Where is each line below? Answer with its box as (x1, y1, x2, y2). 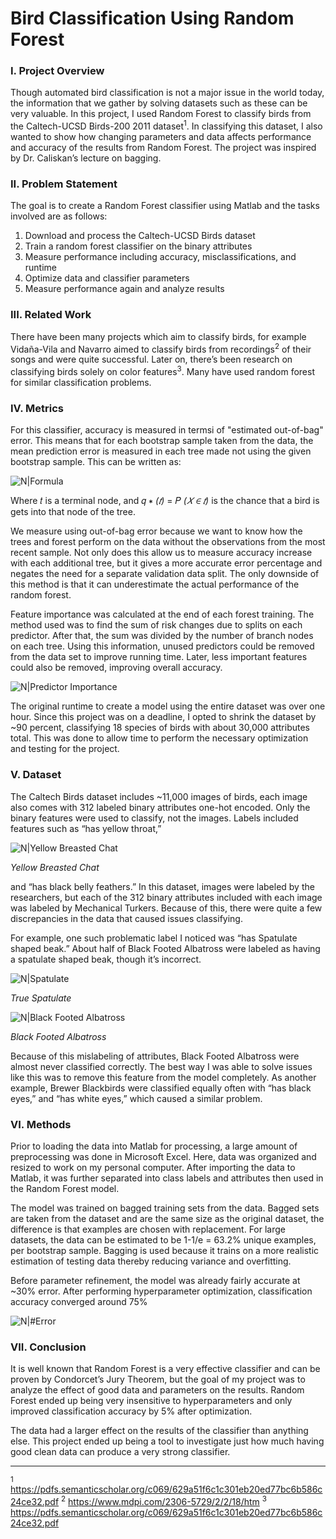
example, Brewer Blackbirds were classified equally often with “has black (10, 1082, 312, 1094)
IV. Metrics (10, 401, 64, 415)
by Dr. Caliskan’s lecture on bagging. (10, 152, 162, 164)
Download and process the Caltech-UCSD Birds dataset (24, 230, 256, 242)
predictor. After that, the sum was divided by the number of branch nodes (10, 630, 314, 642)
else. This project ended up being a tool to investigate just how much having (10, 1435, 325, 1447)
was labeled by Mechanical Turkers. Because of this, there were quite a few (10, 902, 323, 914)
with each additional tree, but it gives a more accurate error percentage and (10, 557, 323, 569)
